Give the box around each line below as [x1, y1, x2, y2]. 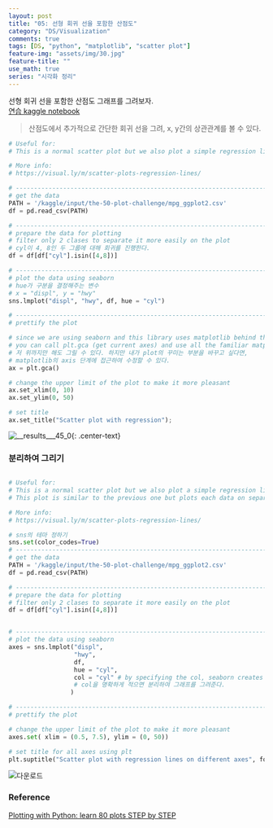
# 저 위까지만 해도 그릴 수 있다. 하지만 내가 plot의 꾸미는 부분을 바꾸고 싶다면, [8, 348, 249, 357]
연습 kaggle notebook [8, 106, 80, 116]
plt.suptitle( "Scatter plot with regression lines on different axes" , [8, 755, 256, 764]
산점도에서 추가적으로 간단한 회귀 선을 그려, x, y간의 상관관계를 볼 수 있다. [28, 123, 262, 133]
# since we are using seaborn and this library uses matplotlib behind [8, 334, 256, 342]
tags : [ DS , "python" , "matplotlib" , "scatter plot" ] [8, 42, 191, 50]
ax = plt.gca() [8, 364, 60, 372]
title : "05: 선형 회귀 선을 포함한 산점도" [8, 20, 138, 28]
